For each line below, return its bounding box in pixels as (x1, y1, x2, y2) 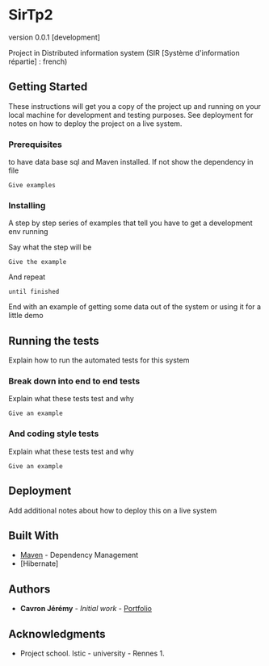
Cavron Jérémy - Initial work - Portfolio (19, 604, 152, 614)
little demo (8, 311, 44, 320)
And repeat (8, 272, 46, 282)
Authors (8, 582, 51, 596)
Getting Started (8, 80, 88, 94)
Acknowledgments (8, 627, 107, 641)
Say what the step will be (8, 242, 92, 252)
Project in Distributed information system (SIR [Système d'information (8, 48, 240, 57)
